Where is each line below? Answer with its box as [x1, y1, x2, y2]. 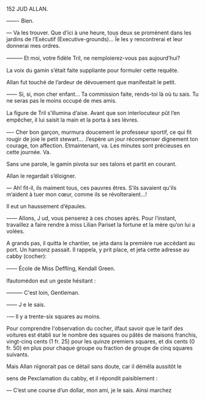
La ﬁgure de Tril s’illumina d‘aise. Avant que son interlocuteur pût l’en [6, 109, 181, 116]
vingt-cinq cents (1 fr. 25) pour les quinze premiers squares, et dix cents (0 [6, 338, 195, 345]
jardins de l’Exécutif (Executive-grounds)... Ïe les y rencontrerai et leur [6, 36, 183, 42]
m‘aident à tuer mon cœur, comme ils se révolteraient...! [6, 190, 147, 198]
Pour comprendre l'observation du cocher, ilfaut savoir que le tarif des [6, 325, 184, 332]
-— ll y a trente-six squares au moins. [6, 313, 101, 320]
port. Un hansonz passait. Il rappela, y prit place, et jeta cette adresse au [6, 246, 190, 253]
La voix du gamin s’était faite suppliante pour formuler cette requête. [6, 67, 179, 74]
